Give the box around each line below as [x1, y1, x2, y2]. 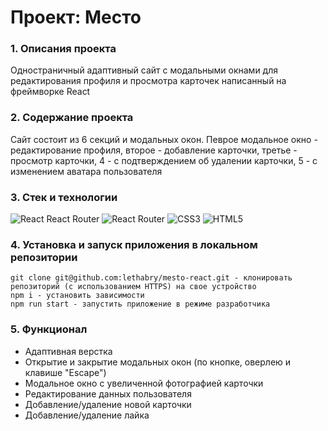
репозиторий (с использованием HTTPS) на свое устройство [10, 282, 257, 292]
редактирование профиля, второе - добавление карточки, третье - [10, 144, 298, 156]
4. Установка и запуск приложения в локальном [10, 238, 258, 251]
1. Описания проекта [10, 42, 117, 56]
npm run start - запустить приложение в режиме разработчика [10, 299, 271, 310]
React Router [46, 213, 100, 225]
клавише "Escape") [24, 366, 107, 378]
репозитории [10, 251, 78, 264]
